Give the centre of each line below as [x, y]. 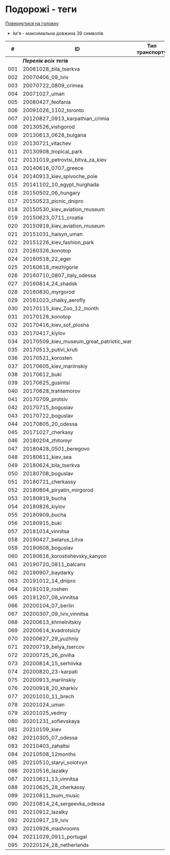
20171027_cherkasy [48, 432]
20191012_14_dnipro [49, 581]
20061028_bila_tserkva [51, 69]
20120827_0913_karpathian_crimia [66, 118]
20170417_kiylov [44, 333]
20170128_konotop [47, 316]
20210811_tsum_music [51, 795]
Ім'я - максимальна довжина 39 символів [58, 33]
